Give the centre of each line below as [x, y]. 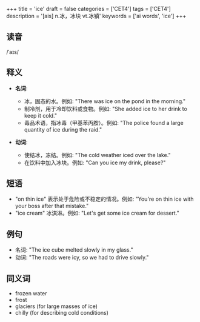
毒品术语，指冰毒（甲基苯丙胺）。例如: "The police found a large [104, 122]
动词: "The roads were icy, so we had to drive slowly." [82, 258]
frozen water [31, 293]
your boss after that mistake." [52, 206]
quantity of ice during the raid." [63, 129]
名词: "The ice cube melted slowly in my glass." [74, 250]
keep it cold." [41, 115]
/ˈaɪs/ [13, 52]
